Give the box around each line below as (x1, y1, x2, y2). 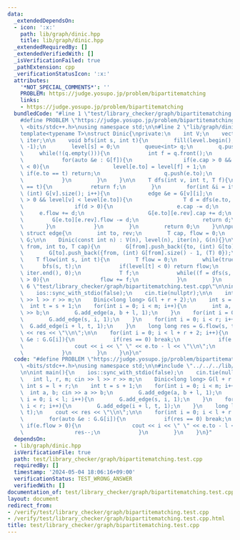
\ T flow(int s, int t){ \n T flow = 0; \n (20, 256, 177, 264)
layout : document (7, 495, 59, 502)
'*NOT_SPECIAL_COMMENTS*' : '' (20, 84, 111, 91)
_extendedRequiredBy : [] (14, 44, 88, 51)
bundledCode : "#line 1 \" (14, 110, 91, 117)
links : (20, 97, 40, 104)
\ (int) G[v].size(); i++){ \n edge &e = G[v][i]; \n (20, 190, 213, 197)
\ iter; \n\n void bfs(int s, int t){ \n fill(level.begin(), (20, 136, 235, 144)
